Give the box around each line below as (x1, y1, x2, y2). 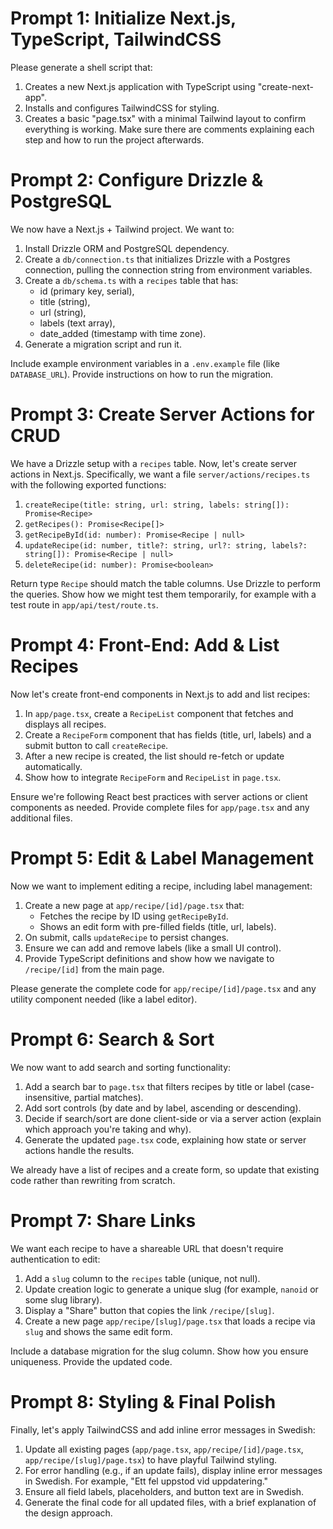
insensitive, (24, 1091, 72, 1103)
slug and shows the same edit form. (24, 1325, 173, 1337)
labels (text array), (39, 317, 116, 329)
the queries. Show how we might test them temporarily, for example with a (10, 588, 317, 600)
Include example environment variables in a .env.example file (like (10, 357, 280, 369)
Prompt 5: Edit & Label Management (10, 847, 315, 869)
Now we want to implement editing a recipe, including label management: (10, 880, 313, 892)
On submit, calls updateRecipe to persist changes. (24, 931, 230, 943)
